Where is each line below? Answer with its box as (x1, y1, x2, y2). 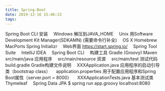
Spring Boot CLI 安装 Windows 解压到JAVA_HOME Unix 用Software (5, 31, 153, 37)
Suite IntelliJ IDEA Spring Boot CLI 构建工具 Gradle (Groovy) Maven (5, 49, 157, 55)
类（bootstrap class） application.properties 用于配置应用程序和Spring (5, 68, 156, 74)
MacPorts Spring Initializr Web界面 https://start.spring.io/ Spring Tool (5, 43, 157, 49)
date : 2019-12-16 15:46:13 (5, 12, 62, 17)
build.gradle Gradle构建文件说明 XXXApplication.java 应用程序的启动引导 (5, 62, 160, 68)
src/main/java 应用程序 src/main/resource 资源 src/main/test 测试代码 (5, 56, 158, 62)
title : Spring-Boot (5, 7, 46, 12)
